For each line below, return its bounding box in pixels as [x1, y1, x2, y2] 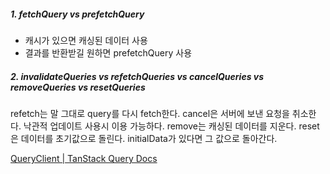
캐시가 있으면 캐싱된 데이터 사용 [24, 34, 148, 46]
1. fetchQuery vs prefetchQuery [10, 8, 145, 20]
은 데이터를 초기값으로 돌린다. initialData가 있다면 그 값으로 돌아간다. [10, 132, 278, 144]
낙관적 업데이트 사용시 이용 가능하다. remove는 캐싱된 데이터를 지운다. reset [23, 120, 320, 132]
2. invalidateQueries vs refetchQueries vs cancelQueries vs [10, 70, 265, 82]
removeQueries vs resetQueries [10, 81, 146, 93]
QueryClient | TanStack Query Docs [10, 152, 158, 164]
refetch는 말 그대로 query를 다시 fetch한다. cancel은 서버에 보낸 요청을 [10, 107, 290, 119]
